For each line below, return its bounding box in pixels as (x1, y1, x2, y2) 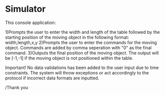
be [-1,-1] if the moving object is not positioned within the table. (5, 55, 133, 61)
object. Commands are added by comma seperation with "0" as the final (5, 45, 152, 50)
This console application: (5, 20, 56, 25)
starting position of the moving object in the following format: (5, 34, 130, 40)
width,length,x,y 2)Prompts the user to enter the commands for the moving (5, 39, 157, 45)
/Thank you (5, 84, 29, 90)
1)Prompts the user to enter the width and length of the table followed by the (5, 29, 160, 35)
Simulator (5, 3, 46, 15)
